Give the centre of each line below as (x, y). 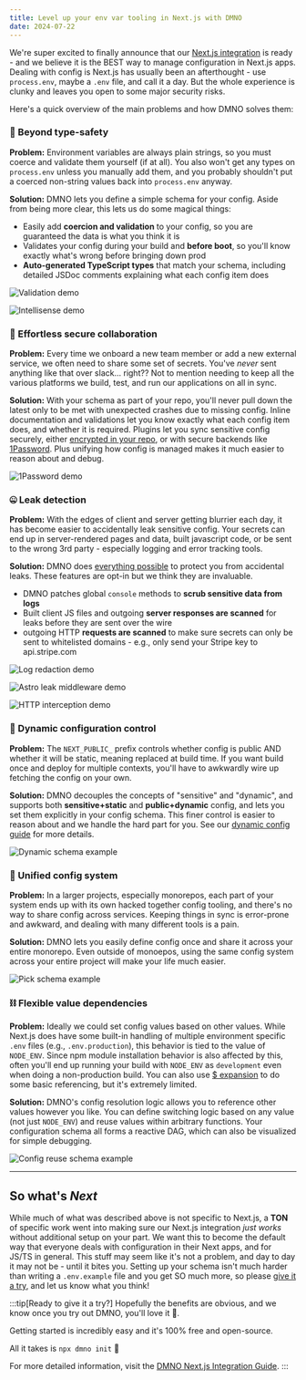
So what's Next (54, 1196)
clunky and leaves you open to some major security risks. (117, 91)
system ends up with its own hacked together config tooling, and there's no (151, 905)
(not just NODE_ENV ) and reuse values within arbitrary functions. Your (136, 1122)
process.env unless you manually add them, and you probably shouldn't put (151, 171)
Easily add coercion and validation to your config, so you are (138, 226)
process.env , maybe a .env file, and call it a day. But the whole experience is (153, 81)
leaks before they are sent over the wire (97, 623)
